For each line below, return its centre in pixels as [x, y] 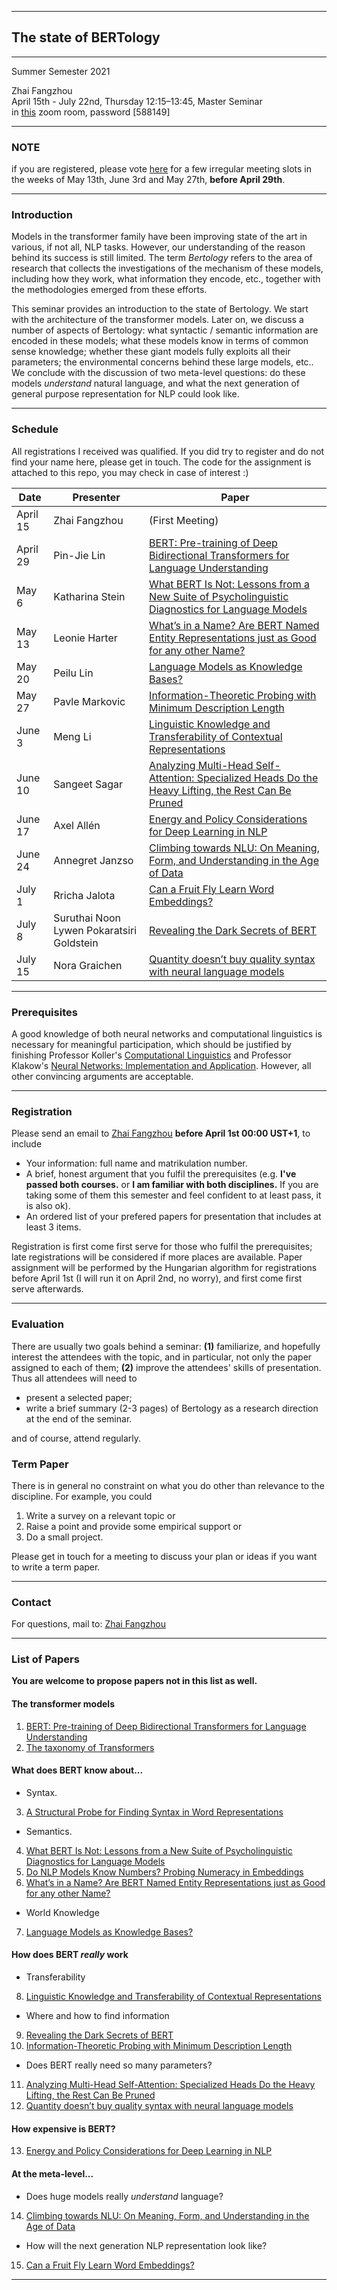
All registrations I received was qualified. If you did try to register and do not [168, 451]
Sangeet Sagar [88, 784]
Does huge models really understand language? [124, 2196]
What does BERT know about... [77, 1770]
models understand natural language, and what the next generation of [155, 383]
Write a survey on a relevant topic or [100, 1515]
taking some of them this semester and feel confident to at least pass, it [173, 1195]
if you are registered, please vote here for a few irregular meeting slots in [161, 169]
